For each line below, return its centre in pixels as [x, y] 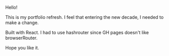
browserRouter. [21, 38]
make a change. [22, 23]
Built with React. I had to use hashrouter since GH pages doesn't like [77, 32]
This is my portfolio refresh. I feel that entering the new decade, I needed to [84, 17]
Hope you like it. [22, 48]
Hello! [11, 7]
